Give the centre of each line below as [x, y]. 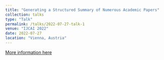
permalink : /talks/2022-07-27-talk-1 [45, 24]
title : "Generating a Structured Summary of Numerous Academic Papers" [82, 10]
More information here [29, 52]
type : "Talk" [19, 19]
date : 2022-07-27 [24, 33]
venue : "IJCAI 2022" [27, 29]
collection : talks [25, 15]
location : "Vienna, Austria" [36, 38]
